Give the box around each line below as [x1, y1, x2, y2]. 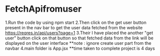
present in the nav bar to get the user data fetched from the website [5, 24, 143, 30]
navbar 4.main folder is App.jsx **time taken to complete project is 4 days [5, 45, 155, 51]
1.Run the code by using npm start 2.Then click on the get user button [5, 19, 147, 25]
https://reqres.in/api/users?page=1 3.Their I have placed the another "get [5, 30, 154, 36]
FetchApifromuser [5, 3, 82, 15]
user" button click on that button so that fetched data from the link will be [5, 35, 154, 41]
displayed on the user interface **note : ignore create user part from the [5, 40, 152, 46]
